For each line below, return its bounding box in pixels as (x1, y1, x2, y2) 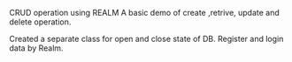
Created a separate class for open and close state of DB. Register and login (9, 34, 284, 44)
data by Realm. (9, 43, 64, 53)
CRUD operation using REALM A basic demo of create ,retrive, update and (9, 8, 280, 17)
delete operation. (9, 17, 72, 27)
